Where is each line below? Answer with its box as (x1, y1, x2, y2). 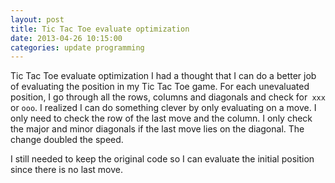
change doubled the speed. (10, 134, 124, 146)
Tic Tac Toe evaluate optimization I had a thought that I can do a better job (10, 70, 317, 82)
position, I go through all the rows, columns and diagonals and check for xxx (10, 91, 326, 103)
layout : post (10, 14, 65, 25)
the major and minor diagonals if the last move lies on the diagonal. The (10, 123, 305, 135)
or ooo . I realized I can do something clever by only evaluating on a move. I (10, 102, 317, 114)
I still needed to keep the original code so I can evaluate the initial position (10, 153, 315, 165)
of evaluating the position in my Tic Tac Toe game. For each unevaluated (10, 81, 310, 93)
